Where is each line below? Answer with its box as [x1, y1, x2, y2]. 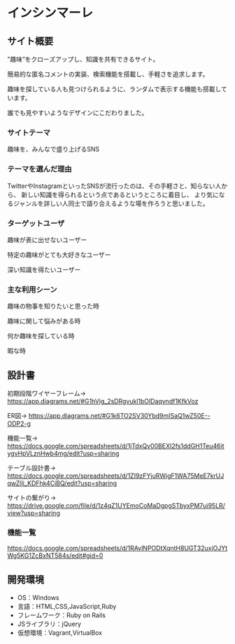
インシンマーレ [7, 5, 94, 21]
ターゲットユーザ [7, 218, 65, 228]
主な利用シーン [7, 284, 57, 294]
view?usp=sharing [7, 509, 61, 517]
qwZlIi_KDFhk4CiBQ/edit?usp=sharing [7, 479, 117, 487]
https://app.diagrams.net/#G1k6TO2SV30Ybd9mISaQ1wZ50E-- [28, 412, 211, 420]
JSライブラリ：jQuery [17, 620, 82, 629]
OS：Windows [17, 593, 59, 602]
